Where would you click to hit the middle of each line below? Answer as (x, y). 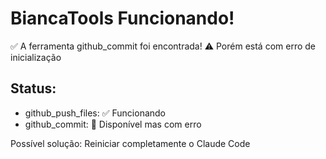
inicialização (36, 57)
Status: (33, 88)
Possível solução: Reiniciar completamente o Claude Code (130, 143)
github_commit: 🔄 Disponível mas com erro (113, 124)
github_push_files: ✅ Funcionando (95, 113)
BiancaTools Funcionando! (122, 18)
